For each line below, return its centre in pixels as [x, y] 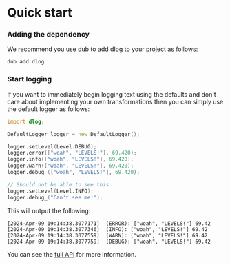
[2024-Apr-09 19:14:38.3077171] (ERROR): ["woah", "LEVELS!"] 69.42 [109, 223]
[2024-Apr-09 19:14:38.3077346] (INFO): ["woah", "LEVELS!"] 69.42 [107, 229]
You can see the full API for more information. [72, 254]
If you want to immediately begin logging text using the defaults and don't [112, 94]
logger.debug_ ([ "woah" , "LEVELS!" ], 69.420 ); [73, 173]
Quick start [40, 13]
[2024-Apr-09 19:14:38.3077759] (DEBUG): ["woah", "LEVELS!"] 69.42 [109, 242]
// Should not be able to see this [58, 184]
